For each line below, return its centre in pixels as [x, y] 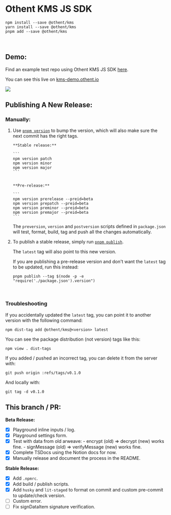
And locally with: [23, 382]
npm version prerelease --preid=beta [53, 199]
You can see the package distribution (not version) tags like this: [73, 339]
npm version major [32, 168]
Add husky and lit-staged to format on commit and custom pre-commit [88, 489]
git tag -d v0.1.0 [25, 392]
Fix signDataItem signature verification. [54, 507]
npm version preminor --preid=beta [51, 208]
